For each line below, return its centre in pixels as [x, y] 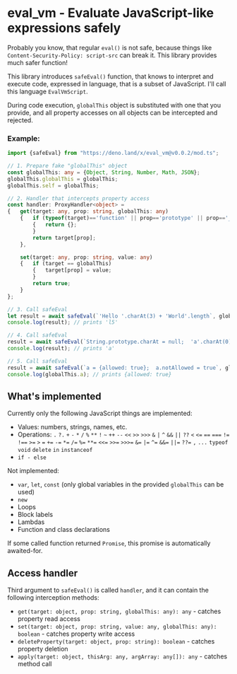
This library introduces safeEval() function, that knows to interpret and [110, 76]
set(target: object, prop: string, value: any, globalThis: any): [117, 627]
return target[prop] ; [65, 238]
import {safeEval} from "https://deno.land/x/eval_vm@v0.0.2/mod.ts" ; [113, 153]
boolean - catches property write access [76, 634]
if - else [32, 458]
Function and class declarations [64, 530]
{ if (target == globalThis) [66, 264]
